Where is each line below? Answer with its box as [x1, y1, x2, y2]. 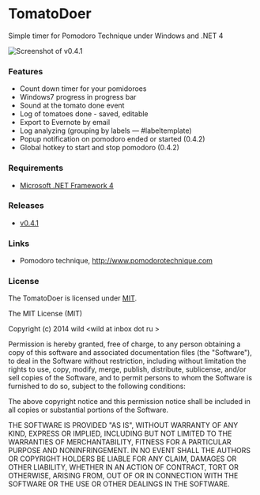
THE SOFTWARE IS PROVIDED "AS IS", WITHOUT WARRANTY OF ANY [8, 421, 239, 430]
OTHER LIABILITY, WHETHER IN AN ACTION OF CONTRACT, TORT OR [8, 463, 239, 472]
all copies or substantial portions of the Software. [8, 405, 168, 415]
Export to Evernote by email [19, 118, 111, 127]
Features [8, 66, 43, 77]
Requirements [8, 163, 64, 174]
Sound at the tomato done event [19, 100, 125, 111]
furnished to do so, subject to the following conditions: [8, 381, 186, 391]
